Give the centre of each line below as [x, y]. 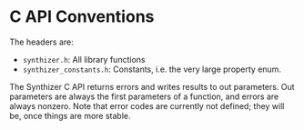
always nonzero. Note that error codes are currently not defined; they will [147, 105]
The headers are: [42, 42]
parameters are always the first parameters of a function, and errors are [144, 96]
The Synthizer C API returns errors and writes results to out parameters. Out [152, 86]
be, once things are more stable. [70, 115]
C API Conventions [82, 17]
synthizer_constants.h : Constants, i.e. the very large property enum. [152, 69]
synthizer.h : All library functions [84, 59]
